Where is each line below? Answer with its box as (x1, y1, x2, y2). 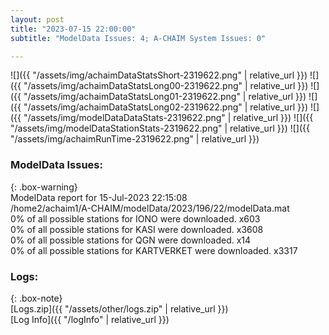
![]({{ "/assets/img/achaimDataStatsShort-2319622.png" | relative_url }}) (10, 69, 308, 81)
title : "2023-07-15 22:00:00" (10, 24, 137, 34)
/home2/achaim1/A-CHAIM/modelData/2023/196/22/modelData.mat (10, 202, 290, 214)
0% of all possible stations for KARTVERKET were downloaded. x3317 (10, 244, 298, 256)
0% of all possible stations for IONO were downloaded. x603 (10, 212, 261, 225)
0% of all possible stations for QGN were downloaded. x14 (10, 234, 252, 246)
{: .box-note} (10, 292, 63, 304)
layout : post (10, 14, 65, 25)
